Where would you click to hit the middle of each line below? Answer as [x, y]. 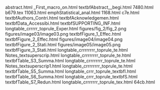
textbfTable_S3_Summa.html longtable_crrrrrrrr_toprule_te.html [70, 61]
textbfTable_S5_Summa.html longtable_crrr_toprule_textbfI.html [71, 71]
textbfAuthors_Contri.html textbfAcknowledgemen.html [62, 18]
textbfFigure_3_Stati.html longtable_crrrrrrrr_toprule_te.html [66, 50]
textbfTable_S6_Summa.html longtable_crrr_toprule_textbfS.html [71, 77]
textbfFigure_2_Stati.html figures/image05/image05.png [63, 44]
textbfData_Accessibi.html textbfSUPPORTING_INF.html [63, 23]
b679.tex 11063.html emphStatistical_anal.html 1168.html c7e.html [72, 13]
